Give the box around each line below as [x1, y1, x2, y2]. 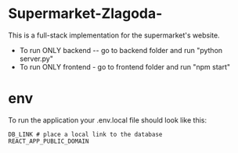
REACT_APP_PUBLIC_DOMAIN [8, 137, 89, 145]
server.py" [19, 54, 53, 63]
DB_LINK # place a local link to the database [8, 130, 163, 138]
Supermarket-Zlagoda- [8, 5, 163, 23]
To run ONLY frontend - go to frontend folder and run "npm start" [19, 62, 231, 71]
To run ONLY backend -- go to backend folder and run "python [19, 45, 223, 55]
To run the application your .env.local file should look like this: [8, 115, 207, 125]
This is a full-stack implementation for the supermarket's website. [8, 30, 221, 40]
